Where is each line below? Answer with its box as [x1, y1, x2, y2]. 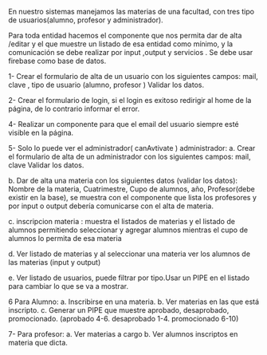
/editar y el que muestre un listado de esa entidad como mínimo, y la [8, 39, 234, 49]
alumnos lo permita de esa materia [8, 234, 122, 243]
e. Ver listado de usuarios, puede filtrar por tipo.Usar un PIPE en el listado [8, 273, 249, 282]
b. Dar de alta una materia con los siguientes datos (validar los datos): [8, 176, 238, 185]
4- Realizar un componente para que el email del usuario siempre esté [8, 120, 239, 128]
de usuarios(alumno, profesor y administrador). [8, 15, 163, 25]
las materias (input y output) [8, 258, 101, 266]
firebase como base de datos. [8, 56, 107, 65]
